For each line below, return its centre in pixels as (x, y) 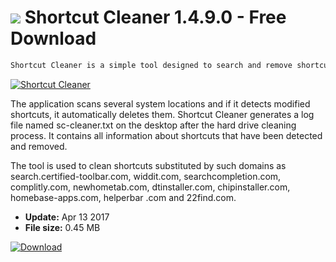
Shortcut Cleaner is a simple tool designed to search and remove (151, 65)
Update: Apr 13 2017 (67, 217)
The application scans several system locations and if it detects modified (160, 103)
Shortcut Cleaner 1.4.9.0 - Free (155, 17)
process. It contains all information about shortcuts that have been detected (166, 135)
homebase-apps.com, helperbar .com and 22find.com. (123, 197)
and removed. (39, 146)
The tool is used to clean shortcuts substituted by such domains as (148, 165)
